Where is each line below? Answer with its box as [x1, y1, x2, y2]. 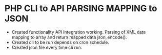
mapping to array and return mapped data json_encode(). [11, 34, 127, 40]
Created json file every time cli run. [11, 44, 82, 50]
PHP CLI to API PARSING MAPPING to [4, 3, 157, 14]
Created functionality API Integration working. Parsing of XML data [11, 29, 146, 35]
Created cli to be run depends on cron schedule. [11, 39, 109, 45]
